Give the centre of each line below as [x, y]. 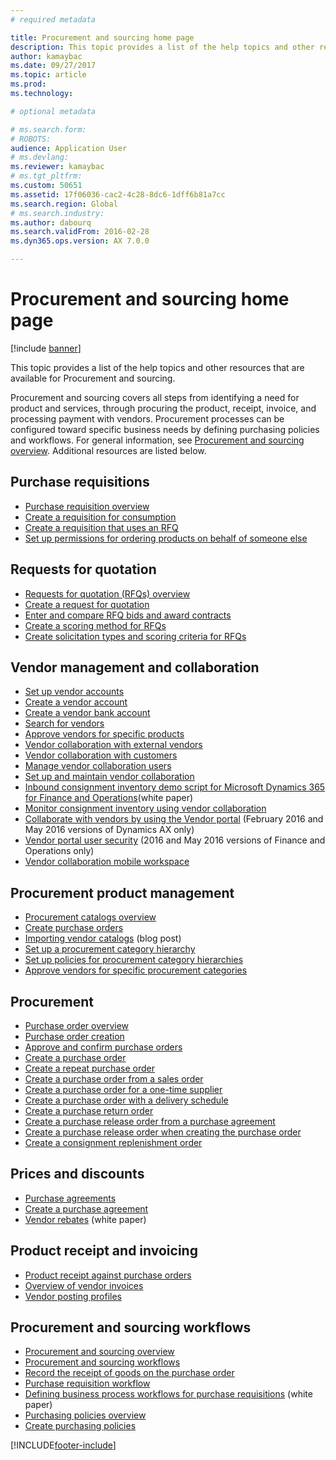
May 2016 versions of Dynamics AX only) [109, 830]
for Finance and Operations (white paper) [109, 798]
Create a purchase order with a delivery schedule [126, 1100]
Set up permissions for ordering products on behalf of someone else [166, 538]
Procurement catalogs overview [90, 917]
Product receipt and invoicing [104, 1251]
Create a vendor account [76, 702]
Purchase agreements [70, 1198]
